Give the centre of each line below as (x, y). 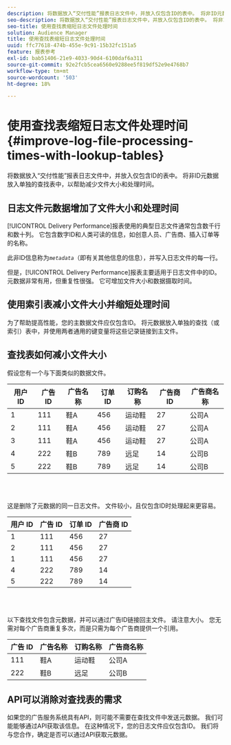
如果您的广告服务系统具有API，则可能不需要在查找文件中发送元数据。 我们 (112, 717)
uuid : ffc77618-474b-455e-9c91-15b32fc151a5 (72, 45)
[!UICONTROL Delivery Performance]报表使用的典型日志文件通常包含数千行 (114, 226)
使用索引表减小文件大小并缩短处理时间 (88, 304)
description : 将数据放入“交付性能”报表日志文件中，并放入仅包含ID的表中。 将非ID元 (114, 13)
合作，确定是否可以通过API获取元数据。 (75, 735)
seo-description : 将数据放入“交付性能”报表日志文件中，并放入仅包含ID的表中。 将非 (115, 20)
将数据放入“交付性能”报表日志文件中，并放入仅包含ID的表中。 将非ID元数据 (113, 175)
